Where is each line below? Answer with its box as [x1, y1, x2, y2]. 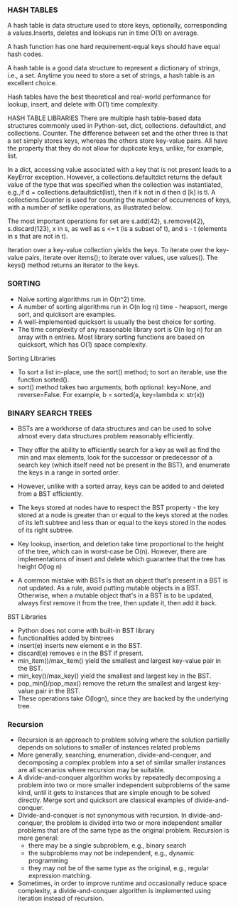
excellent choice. [7, 79, 58, 87]
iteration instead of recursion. [17, 894, 104, 903]
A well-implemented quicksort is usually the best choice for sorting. [17, 318, 216, 326]
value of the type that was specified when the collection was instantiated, [7, 180, 223, 189]
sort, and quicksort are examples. [17, 310, 117, 318]
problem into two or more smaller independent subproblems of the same [17, 781, 230, 789]
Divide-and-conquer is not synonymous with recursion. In [17, 811, 187, 820]
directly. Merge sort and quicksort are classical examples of [17, 796, 193, 804]
